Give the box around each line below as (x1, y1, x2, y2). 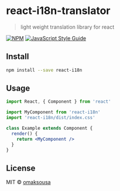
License (6, 163, 36, 173)
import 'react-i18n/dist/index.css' (6, 115, 95, 121)
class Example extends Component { (6, 126, 93, 131)
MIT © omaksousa (6, 179, 51, 186)
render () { (11, 130, 38, 137)
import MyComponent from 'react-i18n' (6, 109, 101, 115)
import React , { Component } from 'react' (6, 99, 111, 105)
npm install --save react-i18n (6, 67, 83, 73)
